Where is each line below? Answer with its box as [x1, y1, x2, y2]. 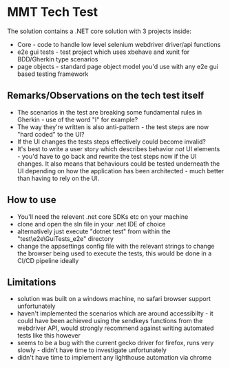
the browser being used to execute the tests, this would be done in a [17, 249, 212, 258]
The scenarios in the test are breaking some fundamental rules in [17, 108, 202, 116]
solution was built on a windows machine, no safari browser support [17, 295, 211, 303]
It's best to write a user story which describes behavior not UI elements [17, 144, 220, 153]
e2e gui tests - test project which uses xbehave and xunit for [17, 48, 190, 56]
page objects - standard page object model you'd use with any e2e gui [17, 62, 218, 70]
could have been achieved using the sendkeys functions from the [17, 317, 203, 325]
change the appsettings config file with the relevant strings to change [17, 242, 215, 250]
